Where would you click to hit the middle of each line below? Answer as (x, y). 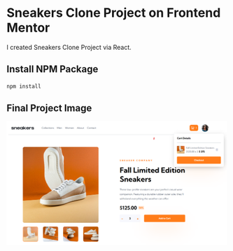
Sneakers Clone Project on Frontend (114, 13)
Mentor (28, 28)
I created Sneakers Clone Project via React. (69, 47)
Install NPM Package (52, 69)
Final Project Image (49, 108)
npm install (24, 86)
